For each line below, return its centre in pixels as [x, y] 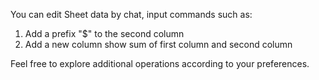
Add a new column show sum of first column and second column [158, 44]
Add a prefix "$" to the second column [104, 33]
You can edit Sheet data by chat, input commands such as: [131, 14]
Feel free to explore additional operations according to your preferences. [160, 63]
